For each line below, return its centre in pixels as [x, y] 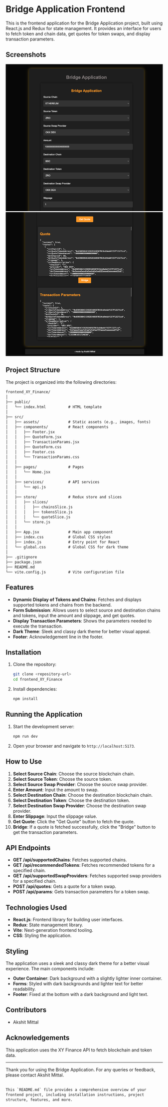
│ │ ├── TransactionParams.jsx [43, 442]
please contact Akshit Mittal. [35, 1075]
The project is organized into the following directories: [61, 382]
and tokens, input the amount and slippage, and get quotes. [74, 615]
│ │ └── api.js [26, 487]
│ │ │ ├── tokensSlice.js [39, 512]
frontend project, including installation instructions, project [75, 1094]
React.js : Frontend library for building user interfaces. [68, 920]
